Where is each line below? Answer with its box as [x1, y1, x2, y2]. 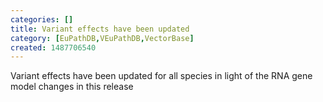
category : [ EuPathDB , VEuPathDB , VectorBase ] [10, 33, 195, 43]
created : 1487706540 [10, 42, 97, 53]
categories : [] [10, 14, 74, 25]
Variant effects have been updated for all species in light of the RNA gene [10, 70, 313, 82]
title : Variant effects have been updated [10, 24, 190, 34]
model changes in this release [10, 81, 134, 93]
